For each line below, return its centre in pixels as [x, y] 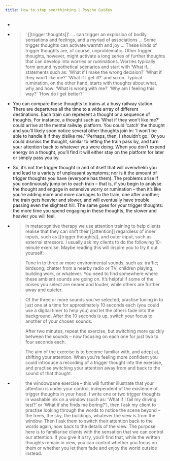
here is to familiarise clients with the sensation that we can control [94, 432]
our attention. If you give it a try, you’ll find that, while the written [93, 437]
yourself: [35, 253]
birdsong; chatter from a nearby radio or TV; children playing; [89, 268]
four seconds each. [45, 342]
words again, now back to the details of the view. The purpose [90, 426]
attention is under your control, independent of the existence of [92, 388]
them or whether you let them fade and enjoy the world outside [91, 448]
